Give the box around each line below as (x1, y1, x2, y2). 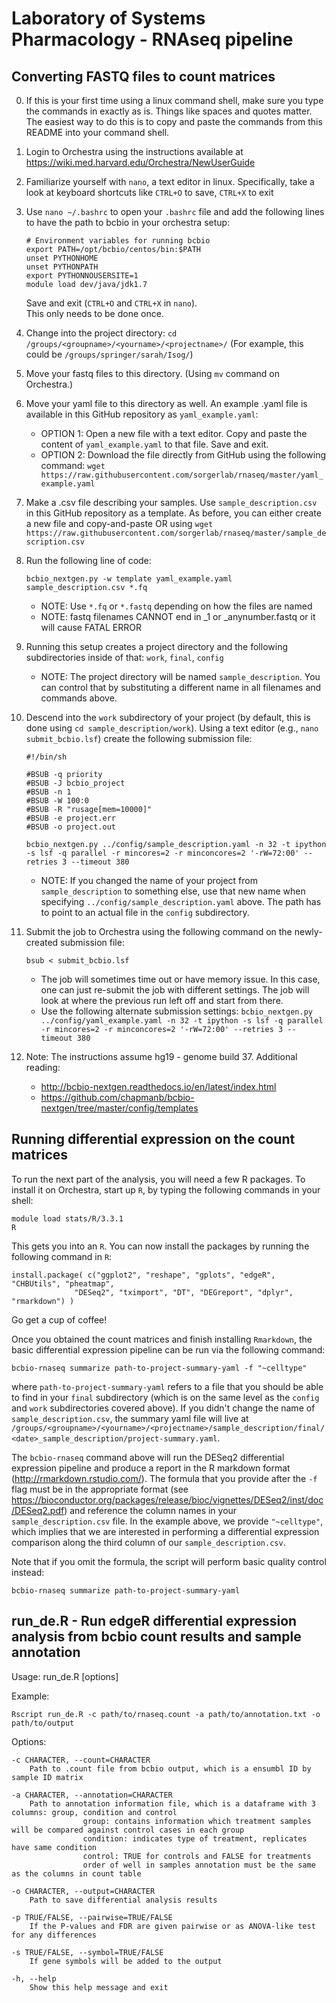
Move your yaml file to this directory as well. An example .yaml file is (25, 398, 308, 409)
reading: (25, 1062, 61, 1073)
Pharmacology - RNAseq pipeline (11, 28, 294, 51)
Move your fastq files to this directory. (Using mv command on (25, 368, 281, 379)
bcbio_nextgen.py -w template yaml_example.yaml (25, 574, 233, 584)
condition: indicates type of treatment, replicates (82, 1833, 308, 1844)
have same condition (11, 1842, 98, 1852)
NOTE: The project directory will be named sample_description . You (40, 671, 321, 682)
